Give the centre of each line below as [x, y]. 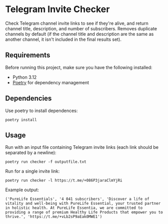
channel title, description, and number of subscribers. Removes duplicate [81, 28]
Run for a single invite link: [32, 171]
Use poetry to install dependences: [41, 110]
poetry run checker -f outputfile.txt [46, 162]
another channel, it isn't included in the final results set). [63, 39]
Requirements [28, 55]
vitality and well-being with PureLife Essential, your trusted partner [83, 204]
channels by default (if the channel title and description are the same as [79, 34]
